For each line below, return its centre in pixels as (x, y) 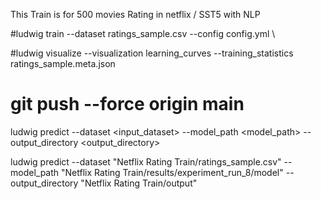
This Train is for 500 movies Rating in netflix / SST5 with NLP (135, 14)
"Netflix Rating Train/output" (139, 183)
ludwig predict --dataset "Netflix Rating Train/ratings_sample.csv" (146, 161)
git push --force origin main (127, 104)
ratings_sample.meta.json (63, 63)
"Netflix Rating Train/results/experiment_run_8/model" (172, 172)
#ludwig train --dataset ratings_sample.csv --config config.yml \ (143, 33)
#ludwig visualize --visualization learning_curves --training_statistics (152, 53)
